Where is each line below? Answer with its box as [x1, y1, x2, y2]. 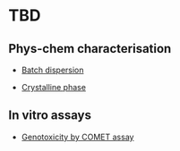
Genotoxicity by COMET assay [21, 131, 134, 142]
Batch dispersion [21, 64, 84, 75]
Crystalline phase [21, 82, 87, 92]
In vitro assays [8, 108, 91, 123]
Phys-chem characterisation [8, 41, 172, 56]
